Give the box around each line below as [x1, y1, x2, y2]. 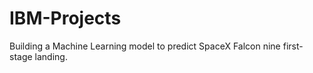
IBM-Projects [9, 7, 122, 30]
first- [282, 40, 304, 52]
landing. [34, 50, 68, 62]
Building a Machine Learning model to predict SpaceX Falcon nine [9, 40, 281, 52]
